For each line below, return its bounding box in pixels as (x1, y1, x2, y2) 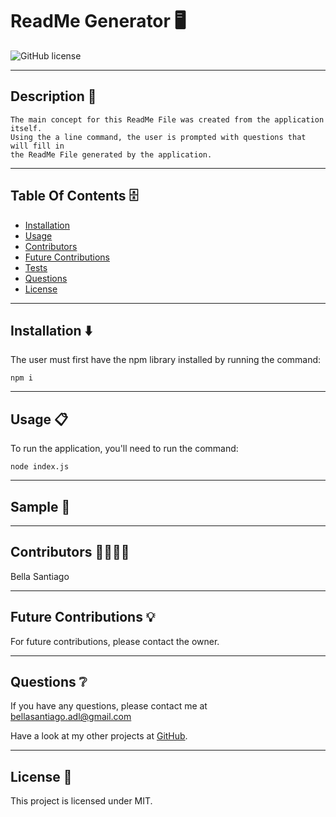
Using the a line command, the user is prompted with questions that (10, 132, 307, 142)
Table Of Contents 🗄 (10, 188, 139, 205)
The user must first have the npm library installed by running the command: (10, 354, 322, 366)
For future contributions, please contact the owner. (10, 635, 220, 647)
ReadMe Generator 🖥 (10, 10, 187, 33)
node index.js (10, 462, 70, 472)
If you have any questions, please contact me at (10, 700, 208, 712)
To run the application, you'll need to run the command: (10, 443, 239, 455)
